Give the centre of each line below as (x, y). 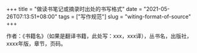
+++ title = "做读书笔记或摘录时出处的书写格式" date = (74, 9)
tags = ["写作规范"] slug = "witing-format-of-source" (125, 16)
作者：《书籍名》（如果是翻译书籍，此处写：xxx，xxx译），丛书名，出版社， (99, 36)
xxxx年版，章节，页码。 (36, 44)
